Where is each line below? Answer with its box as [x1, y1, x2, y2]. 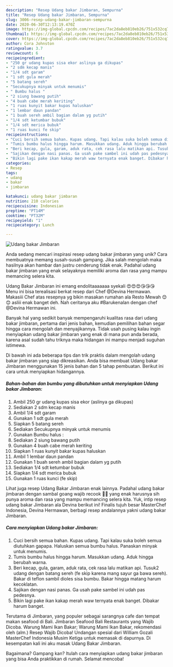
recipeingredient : [6, 55, 45, 61]
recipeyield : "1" [6, 218, 43, 223]
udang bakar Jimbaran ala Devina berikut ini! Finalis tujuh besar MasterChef [6, 502, 166, 508]
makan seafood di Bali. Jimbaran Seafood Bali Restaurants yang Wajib [6, 619, 154, 625]
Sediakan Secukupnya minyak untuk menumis [13, 426, 111, 432]
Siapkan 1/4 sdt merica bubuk [13, 470, 76, 476]
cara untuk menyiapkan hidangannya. [6, 368, 85, 375]
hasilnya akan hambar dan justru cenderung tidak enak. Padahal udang [6, 262, 156, 268]
